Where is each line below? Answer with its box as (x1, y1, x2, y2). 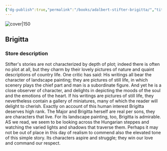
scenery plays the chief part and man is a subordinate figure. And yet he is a (5, 82, 162, 88)
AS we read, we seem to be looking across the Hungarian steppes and (5, 119, 149, 125)
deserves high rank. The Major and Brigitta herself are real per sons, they (5, 108, 156, 114)
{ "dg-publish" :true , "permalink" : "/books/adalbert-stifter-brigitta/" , (5, 7, 155, 12)
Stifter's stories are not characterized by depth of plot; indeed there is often (5, 61, 160, 67)
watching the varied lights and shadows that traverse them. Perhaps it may (5, 124, 159, 130)
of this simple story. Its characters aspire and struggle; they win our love (5, 135, 153, 141)
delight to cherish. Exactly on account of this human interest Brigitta (5, 103, 144, 109)
